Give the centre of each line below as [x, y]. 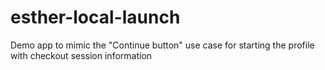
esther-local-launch [95, 17]
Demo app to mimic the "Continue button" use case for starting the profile [162, 45]
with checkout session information [81, 55]
